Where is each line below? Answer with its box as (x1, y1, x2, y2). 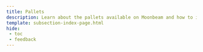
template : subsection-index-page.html (6, 20, 104, 26)
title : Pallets (6, 8, 45, 15)
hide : (6, 25, 20, 32)
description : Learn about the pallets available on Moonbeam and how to (6, 14, 193, 20)
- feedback (8, 36, 36, 42)
